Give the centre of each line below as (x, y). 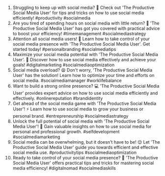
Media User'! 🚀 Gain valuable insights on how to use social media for (82, 126)
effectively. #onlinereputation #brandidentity (58, 98)
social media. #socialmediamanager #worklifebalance (67, 80)
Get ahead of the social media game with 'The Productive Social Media (84, 103)
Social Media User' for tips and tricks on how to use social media (78, 13)
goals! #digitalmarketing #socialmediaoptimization (64, 65)
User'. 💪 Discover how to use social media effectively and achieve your (84, 60)
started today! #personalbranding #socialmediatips (64, 49)
